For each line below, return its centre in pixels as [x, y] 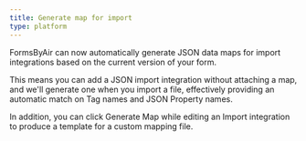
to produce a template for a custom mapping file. [101, 126]
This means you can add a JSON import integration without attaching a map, [153, 79]
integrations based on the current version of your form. [113, 62]
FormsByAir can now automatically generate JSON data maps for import [145, 52]
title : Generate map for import [71, 18]
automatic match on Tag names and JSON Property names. [121, 99]
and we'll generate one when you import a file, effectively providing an [142, 89]
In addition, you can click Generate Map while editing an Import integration [150, 116]
